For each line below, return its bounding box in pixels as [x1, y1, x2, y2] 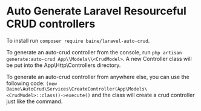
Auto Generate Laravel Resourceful [6, 4, 186, 18]
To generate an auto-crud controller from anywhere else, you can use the [6, 73, 189, 80]
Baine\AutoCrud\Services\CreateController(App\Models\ [6, 86, 148, 92]
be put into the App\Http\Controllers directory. [6, 62, 121, 69]
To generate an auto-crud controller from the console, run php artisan [6, 48, 182, 55]
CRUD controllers [6, 17, 96, 31]
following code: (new [6, 80, 58, 87]
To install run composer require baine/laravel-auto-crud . [6, 37, 150, 44]
